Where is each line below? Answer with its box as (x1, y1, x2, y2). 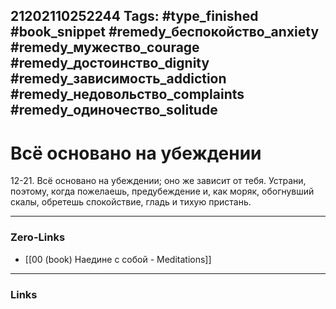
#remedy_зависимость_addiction (10, 70, 227, 88)
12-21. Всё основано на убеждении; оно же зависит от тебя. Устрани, (10, 175, 307, 187)
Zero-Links (10, 230, 66, 244)
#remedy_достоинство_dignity (10, 55, 210, 72)
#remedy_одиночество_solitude (10, 102, 218, 119)
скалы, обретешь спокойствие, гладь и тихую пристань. (10, 196, 252, 208)
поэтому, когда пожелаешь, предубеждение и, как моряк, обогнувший (10, 185, 315, 198)
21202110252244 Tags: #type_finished (10, 8, 259, 25)
